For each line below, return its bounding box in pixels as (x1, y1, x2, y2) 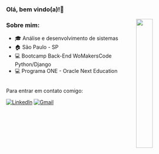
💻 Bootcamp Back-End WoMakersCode (14, 52, 112, 59)
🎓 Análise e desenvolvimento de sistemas (14, 35, 119, 42)
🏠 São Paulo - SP (14, 43, 59, 51)
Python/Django (14, 61, 51, 68)
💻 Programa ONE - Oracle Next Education (14, 68, 118, 75)
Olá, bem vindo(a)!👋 (6, 5, 65, 14)
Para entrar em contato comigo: (6, 88, 84, 95)
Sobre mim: (6, 21, 40, 29)
